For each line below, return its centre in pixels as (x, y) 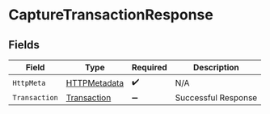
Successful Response (216, 97)
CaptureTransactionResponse (111, 15)
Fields (24, 45)
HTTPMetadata (95, 82)
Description (216, 68)
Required (149, 68)
